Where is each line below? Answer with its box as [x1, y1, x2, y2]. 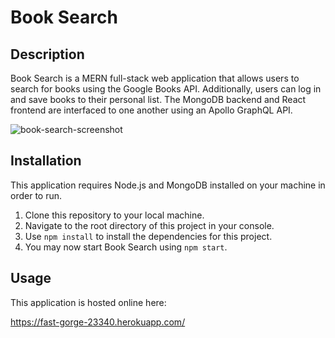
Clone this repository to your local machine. [24, 209, 205, 221]
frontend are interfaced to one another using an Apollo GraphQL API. [10, 104, 293, 116]
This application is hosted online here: [10, 296, 167, 308]
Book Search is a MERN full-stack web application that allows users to [10, 72, 300, 84]
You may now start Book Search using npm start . [24, 241, 228, 253]
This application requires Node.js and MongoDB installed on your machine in [10, 179, 326, 191]
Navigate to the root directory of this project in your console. [24, 219, 275, 231]
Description [10, 46, 85, 63]
